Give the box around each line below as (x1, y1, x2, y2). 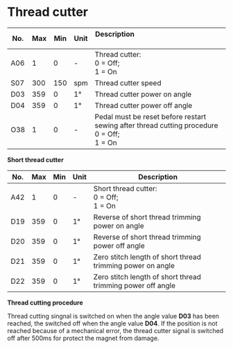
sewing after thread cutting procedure (94, 120, 218, 130)
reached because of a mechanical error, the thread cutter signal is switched (7, 326, 224, 334)
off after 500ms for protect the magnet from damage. (7, 334, 159, 342)
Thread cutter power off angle (94, 100, 193, 110)
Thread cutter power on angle (94, 89, 192, 99)
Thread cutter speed (94, 78, 162, 87)
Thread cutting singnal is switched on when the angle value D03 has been (7, 312, 220, 320)
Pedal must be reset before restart (94, 111, 207, 121)
